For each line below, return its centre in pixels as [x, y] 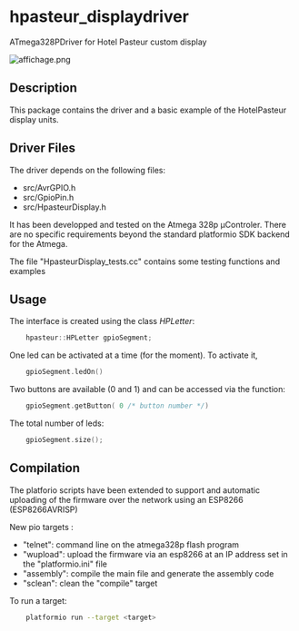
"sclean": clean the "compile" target [90, 583]
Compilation [45, 468]
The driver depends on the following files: [88, 170]
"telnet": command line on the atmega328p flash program [130, 544]
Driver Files [42, 148]
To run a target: [38, 600]
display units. [34, 119]
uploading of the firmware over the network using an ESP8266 [126, 499]
